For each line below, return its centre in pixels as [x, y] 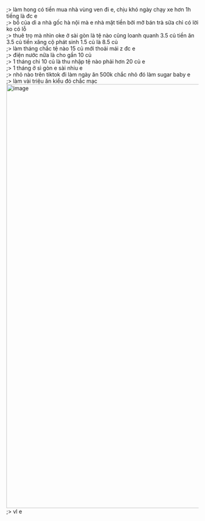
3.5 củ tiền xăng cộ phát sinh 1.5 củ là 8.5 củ [62, 42]
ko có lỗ [16, 29]
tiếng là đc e [22, 16]
